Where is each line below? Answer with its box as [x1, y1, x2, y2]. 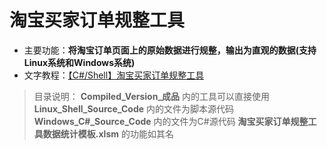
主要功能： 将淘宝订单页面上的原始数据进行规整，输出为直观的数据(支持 [23, 44, 317, 56]
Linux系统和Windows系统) [23, 56, 136, 68]
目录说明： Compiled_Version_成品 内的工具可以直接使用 [33, 90, 271, 102]
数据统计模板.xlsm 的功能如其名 [42, 127, 174, 140]
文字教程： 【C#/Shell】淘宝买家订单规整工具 [23, 69, 205, 81]
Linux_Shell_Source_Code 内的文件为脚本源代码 [33, 102, 235, 115]
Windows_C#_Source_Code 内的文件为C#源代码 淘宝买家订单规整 [33, 115, 309, 127]
